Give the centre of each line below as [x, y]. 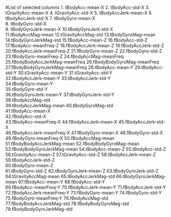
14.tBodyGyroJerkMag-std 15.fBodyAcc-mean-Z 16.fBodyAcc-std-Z [77, 40]
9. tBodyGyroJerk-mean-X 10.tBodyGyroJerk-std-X [59, 29]
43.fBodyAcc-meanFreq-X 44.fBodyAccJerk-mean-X [61, 122]
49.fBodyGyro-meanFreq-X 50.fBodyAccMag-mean [60, 138]
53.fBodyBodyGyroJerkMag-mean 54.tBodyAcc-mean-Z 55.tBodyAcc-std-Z [86, 149]
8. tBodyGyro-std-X [26, 24]
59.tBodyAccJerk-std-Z [30, 160]
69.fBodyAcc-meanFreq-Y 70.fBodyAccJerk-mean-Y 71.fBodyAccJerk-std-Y [86, 187]
